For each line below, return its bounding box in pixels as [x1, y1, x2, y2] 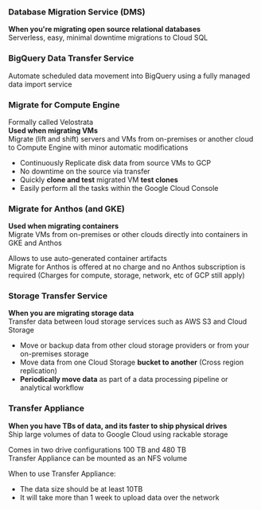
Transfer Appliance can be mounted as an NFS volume [8, 453, 188, 463]
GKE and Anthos [8, 238, 62, 248]
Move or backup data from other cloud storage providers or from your [19, 341, 250, 350]
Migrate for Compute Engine [8, 99, 120, 110]
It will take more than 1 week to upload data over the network [19, 492, 220, 502]
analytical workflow [19, 383, 84, 392]
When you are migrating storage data [8, 309, 134, 318]
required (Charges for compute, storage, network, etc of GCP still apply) [8, 271, 245, 280]
